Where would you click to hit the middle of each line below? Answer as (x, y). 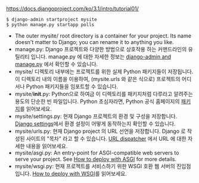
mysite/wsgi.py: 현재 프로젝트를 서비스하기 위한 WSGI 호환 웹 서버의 (95, 166)
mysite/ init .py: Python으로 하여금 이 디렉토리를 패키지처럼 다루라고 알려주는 (104, 94)
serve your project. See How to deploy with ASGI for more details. (96, 159)
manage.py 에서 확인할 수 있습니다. (56, 64)
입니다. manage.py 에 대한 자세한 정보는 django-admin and (101, 57)
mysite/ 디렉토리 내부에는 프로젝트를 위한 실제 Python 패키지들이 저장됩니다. (104, 72)
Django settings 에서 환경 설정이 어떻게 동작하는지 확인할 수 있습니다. (95, 124)
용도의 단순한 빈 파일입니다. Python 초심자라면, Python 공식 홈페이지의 (97, 101)
